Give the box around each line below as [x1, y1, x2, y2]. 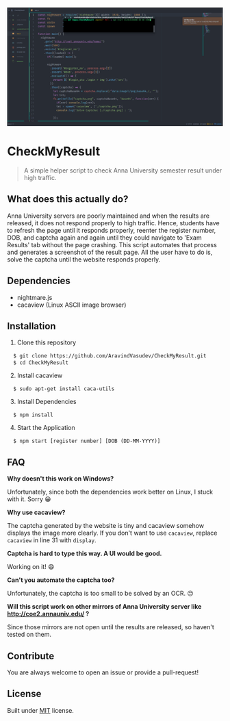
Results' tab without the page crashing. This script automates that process [7, 240, 217, 249]
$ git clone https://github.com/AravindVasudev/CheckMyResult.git [13, 353, 207, 359]
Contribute [7, 650, 55, 661]
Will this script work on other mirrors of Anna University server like [7, 603, 202, 611]
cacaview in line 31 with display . [7, 536, 97, 544]
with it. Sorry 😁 [7, 495, 51, 503]
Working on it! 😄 [7, 563, 55, 571]
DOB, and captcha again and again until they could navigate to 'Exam [7, 233, 202, 242]
